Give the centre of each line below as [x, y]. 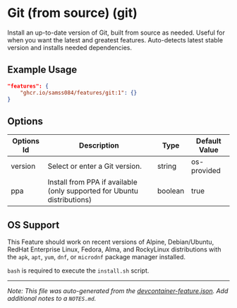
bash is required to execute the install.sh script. [78, 271]
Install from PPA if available [92, 182]
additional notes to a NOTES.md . [52, 298]
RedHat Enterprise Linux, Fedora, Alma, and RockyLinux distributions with [114, 249]
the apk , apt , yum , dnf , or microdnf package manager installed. [96, 257]
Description [99, 146]
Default [209, 141]
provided [206, 171]
